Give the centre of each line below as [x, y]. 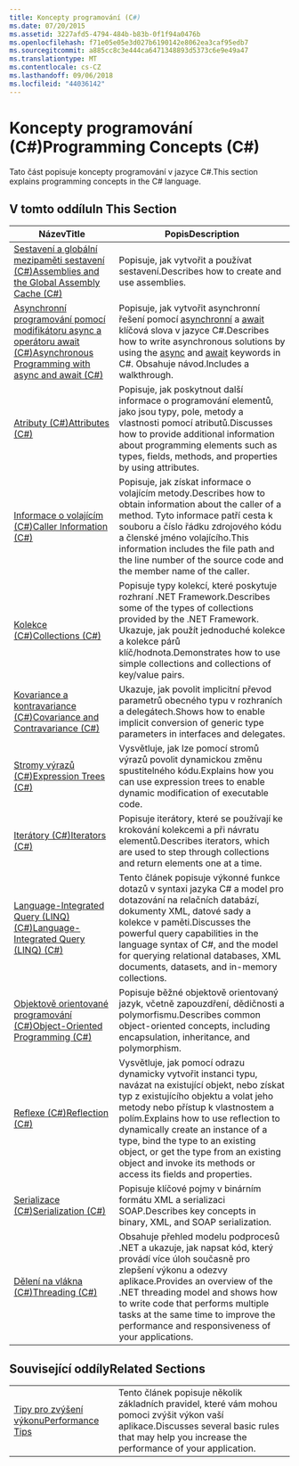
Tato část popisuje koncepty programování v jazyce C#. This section [133, 171]
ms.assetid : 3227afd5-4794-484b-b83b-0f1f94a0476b [105, 34]
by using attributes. [159, 467]
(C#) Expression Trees [59, 777]
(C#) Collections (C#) [58, 636]
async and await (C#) [59, 375]
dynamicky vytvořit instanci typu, [188, 1074]
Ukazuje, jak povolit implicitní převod [195, 689]
